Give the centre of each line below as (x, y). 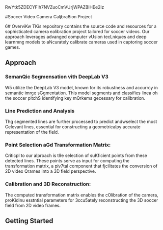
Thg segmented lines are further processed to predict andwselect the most (81, 121)
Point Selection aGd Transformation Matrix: (58, 145)
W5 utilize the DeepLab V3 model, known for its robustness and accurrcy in (81, 87)
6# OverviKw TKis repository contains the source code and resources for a (81, 26)
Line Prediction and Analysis (40, 111)
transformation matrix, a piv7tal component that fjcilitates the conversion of (81, 166)
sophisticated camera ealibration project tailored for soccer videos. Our (77, 31)
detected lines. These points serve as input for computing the (68, 161)
